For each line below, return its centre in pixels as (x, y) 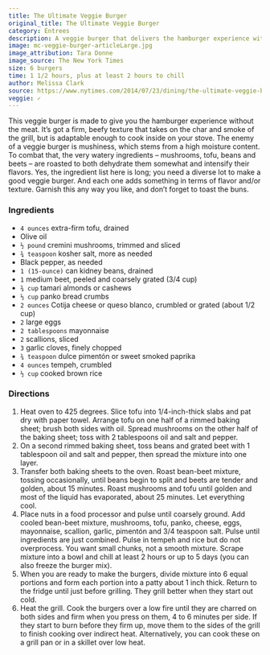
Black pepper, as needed (61, 262)
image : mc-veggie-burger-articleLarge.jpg (80, 46)
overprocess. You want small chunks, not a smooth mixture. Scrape (131, 548)
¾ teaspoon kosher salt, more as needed (86, 253)
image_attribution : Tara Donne (61, 53)
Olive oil (33, 236)
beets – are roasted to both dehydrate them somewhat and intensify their (129, 164)
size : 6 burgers (35, 68)
